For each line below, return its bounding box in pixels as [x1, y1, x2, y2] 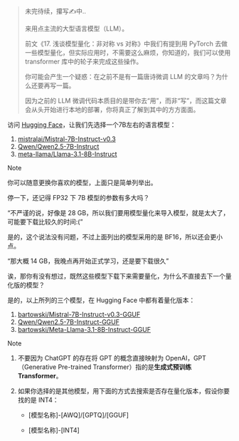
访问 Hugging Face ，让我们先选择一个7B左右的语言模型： [7, 120, 176, 129]
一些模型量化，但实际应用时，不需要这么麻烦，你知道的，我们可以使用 [24, 48, 231, 56]
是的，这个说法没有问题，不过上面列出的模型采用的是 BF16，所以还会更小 [7, 233, 223, 241]
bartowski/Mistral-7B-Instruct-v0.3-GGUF [17, 310, 141, 318]
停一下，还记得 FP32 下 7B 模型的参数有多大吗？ [7, 194, 150, 202]
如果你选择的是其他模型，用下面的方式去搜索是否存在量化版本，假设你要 [17, 387, 230, 395]
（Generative [17, 363, 57, 371]
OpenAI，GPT [165, 354, 206, 362]
